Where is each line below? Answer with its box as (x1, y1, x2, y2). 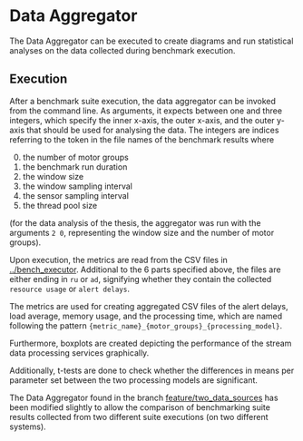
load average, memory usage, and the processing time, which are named (9, 310, 283, 321)
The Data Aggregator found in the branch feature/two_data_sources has (9, 392, 279, 403)
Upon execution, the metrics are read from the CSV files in (9, 254, 229, 265)
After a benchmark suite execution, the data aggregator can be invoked (9, 95, 277, 106)
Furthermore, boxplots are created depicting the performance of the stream (9, 338, 292, 348)
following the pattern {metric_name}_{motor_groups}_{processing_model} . (9, 319, 283, 331)
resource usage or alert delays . (9, 283, 130, 294)
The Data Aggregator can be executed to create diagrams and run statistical (9, 35, 294, 46)
